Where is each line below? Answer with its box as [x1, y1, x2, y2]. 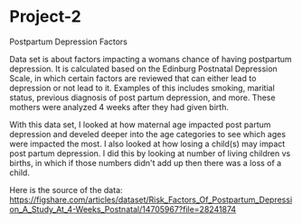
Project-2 [9, 6, 81, 27]
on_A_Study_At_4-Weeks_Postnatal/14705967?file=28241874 [9, 203, 237, 214]
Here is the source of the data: [9, 184, 124, 195]
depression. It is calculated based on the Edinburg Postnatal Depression [9, 63, 278, 74]
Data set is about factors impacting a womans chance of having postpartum [9, 53, 292, 64]
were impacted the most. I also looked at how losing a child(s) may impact [9, 138, 286, 149]
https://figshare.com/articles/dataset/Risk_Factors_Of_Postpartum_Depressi [9, 194, 293, 205]
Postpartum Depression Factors [9, 36, 128, 47]
